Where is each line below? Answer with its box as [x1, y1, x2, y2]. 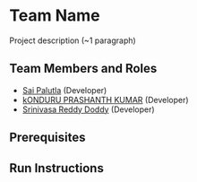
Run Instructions [9, 160, 105, 176]
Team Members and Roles [9, 61, 158, 76]
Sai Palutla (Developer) [21, 84, 107, 95]
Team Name [9, 5, 100, 26]
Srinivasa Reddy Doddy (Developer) [21, 104, 155, 115]
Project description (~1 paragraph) [9, 35, 136, 46]
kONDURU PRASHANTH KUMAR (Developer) [21, 94, 190, 105]
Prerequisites [9, 130, 86, 145]
